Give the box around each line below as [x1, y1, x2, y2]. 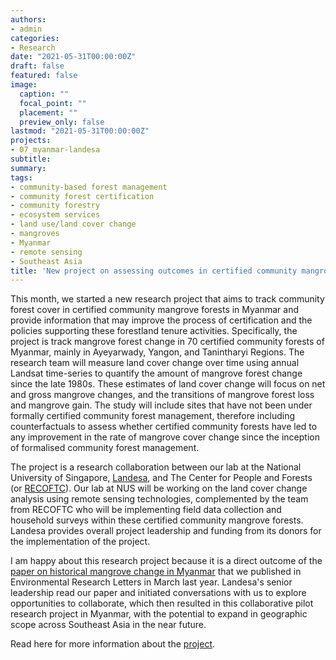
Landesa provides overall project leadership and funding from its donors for [10, 525, 322, 537]
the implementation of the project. [10, 536, 151, 548]
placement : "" [19, 107, 78, 118]
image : [10, 80, 38, 90]
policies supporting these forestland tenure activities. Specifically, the [10, 325, 298, 337]
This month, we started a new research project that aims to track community [10, 293, 325, 305]
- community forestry [10, 201, 101, 211]
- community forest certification [10, 191, 155, 201]
